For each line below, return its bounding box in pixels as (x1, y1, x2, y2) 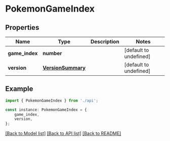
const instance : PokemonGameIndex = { (5, 107, 87, 112)
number (42, 50, 62, 57)
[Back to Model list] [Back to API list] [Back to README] (5, 130, 121, 136)
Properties (5, 23, 39, 32)
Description (90, 38, 120, 45)
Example (5, 84, 33, 93)
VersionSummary (42, 64, 86, 71)
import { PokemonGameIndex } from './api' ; (5, 98, 99, 103)
